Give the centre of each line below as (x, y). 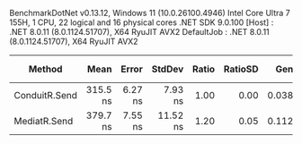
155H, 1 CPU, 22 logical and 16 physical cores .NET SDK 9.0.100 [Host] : (142, 22)
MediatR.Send (44, 121)
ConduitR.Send (46, 95)
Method (45, 69)
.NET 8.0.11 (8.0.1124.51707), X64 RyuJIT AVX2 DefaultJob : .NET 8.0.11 (139, 32)
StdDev (168, 69)
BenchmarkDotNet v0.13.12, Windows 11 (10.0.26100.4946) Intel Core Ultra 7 (150, 13)
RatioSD (241, 69)
